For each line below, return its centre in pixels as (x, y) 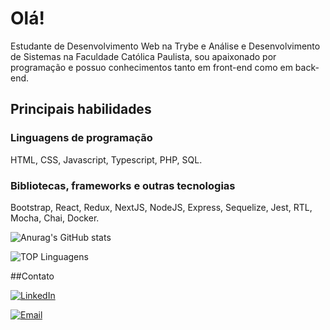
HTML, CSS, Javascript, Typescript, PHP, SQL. (106, 159)
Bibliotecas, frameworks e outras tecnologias (123, 185)
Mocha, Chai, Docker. (55, 218)
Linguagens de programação (81, 138)
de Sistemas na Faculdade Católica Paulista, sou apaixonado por (143, 56)
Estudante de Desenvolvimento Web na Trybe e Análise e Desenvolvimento (165, 46)
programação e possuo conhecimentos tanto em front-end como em (151, 67)
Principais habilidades (81, 109)
